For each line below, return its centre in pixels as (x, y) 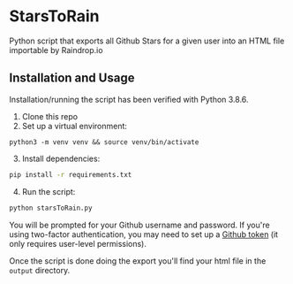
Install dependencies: (61, 158)
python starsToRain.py (51, 208)
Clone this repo (49, 116)
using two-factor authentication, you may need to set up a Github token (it (144, 234)
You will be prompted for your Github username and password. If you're (140, 225)
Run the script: (49, 191)
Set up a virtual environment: (75, 126)
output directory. (40, 270)
